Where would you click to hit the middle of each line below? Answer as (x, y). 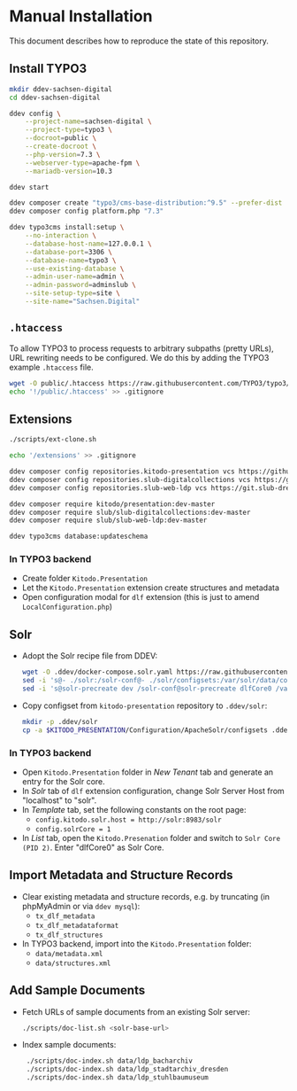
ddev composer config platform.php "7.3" (87, 211)
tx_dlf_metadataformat (77, 925)
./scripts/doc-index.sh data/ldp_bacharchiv (109, 1061)
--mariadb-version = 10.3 (69, 171)
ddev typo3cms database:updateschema (79, 537)
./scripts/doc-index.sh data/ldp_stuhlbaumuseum (118, 1078)
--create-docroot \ (61, 146)
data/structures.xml (73, 963)
